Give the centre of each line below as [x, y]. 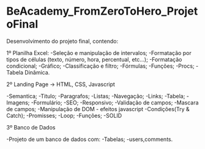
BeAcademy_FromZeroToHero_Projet [102, 11]
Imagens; [18, 103]
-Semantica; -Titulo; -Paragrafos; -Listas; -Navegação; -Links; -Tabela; [96, 96]
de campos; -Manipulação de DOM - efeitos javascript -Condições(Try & [98, 109]
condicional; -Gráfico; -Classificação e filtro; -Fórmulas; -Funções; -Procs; [100, 66]
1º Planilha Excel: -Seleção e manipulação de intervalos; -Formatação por [99, 53]
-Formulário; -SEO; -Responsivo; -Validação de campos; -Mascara [115, 103]
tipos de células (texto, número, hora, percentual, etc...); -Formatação [94, 59]
